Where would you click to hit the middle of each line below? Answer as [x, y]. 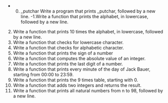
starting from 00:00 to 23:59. [43, 74]
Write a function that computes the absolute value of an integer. [79, 58]
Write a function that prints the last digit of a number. [68, 64]
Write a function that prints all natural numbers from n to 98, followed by [88, 91]
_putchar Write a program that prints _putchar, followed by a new [88, 11]
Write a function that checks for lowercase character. [68, 42]
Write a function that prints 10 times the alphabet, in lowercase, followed [88, 32]
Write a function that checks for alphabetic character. [68, 48]
